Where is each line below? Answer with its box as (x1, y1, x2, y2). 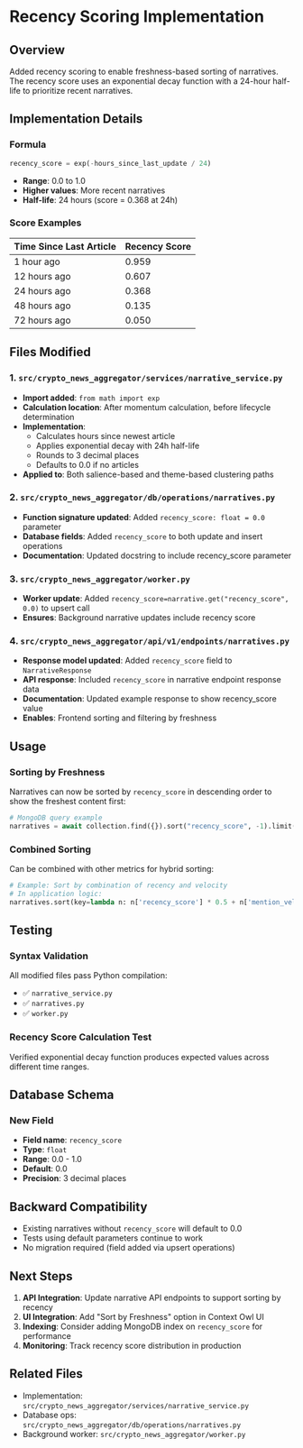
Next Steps (9, 1269, 73, 1284)
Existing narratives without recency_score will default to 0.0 (22, 1223, 243, 1234)
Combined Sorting (9, 843, 92, 856)
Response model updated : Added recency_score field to (22, 655, 233, 666)
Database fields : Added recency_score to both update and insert (22, 530, 263, 542)
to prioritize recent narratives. (22, 86, 133, 96)
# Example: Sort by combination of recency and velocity (9, 881, 228, 890)
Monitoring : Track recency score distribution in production (22, 1341, 242, 1352)
